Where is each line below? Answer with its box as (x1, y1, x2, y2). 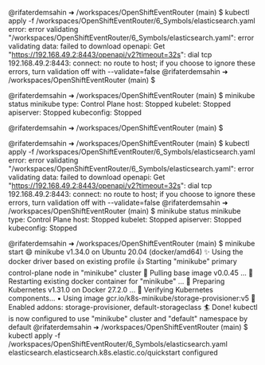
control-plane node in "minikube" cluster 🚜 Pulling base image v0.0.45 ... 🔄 (8, 268, 253, 277)
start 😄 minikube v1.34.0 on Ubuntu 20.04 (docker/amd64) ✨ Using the (8, 247, 244, 257)
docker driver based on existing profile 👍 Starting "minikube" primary (8, 257, 237, 266)
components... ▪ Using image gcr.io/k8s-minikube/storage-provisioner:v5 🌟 (8, 293, 256, 303)
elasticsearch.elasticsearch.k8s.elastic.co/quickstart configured (8, 347, 219, 357)
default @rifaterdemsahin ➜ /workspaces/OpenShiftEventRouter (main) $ (8, 323, 248, 332)
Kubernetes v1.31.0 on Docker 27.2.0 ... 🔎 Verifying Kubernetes (8, 285, 213, 294)
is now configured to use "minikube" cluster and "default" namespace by (8, 314, 248, 323)
